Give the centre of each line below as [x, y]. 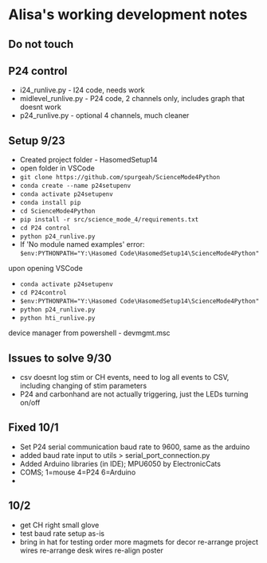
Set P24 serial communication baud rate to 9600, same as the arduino [135, 447]
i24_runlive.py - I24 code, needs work [82, 90]
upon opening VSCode [46, 268]
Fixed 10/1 [33, 428]
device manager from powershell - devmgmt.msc [89, 333]
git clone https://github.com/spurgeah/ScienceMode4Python [120, 178]
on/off [30, 403]
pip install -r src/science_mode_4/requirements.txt [109, 220]
